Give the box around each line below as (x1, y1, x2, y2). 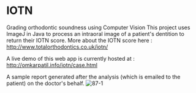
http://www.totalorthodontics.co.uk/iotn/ (6, 43, 108, 50)
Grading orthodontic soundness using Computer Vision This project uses (6, 24, 190, 31)
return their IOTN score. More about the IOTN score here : (6, 36, 153, 44)
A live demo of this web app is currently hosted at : (6, 55, 135, 62)
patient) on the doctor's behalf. (6, 80, 85, 87)
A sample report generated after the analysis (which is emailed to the (6, 73, 181, 80)
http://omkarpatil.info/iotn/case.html (6, 61, 98, 69)
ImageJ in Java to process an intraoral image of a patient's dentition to (6, 30, 185, 37)
